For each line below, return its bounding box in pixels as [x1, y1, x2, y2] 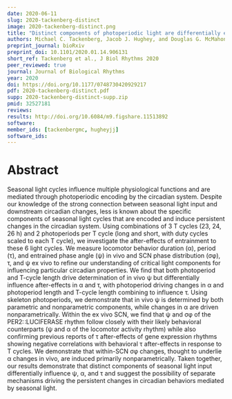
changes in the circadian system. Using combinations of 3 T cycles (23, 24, [7, 222, 222, 231]
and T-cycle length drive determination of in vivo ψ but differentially [7, 274, 200, 282]
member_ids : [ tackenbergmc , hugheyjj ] [7, 126, 119, 133]
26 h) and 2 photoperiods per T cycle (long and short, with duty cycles [7, 229, 209, 238]
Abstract [7, 162, 59, 178]
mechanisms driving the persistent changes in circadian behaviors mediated [7, 377, 224, 385]
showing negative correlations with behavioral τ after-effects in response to [7, 340, 222, 348]
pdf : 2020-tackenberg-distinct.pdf [7, 87, 110, 94]
